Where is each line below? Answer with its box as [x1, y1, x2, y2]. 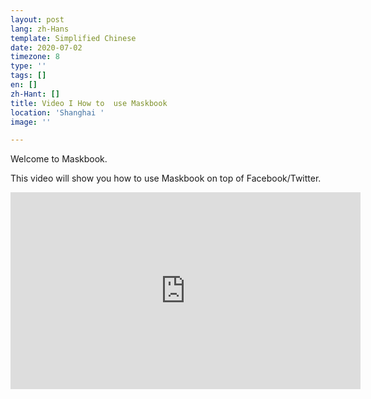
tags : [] [10, 71, 47, 81]
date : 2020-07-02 [10, 42, 83, 53]
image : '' [10, 117, 52, 127]
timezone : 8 [10, 52, 60, 62]
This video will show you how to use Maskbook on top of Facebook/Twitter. [10, 172, 322, 185]
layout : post [10, 14, 65, 25]
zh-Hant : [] [10, 89, 60, 99]
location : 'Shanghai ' [10, 107, 105, 118]
